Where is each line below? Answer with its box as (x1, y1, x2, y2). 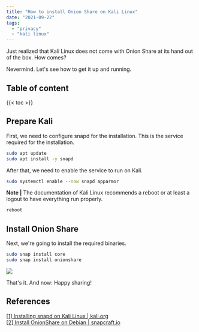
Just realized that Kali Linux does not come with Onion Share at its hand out (6, 47, 193, 55)
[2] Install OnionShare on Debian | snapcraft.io (6, 319, 121, 326)
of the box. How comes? (6, 54, 67, 61)
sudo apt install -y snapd (6, 155, 74, 162)
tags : (6, 20, 20, 26)
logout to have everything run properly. (6, 196, 103, 203)
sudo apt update (6, 150, 47, 156)
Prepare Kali (6, 116, 53, 127)
